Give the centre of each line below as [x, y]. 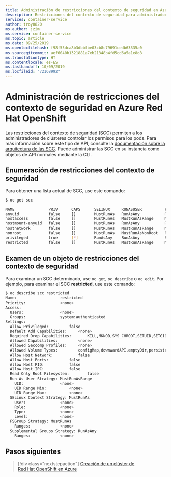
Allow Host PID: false [45, 365]
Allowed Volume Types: [34, 350]
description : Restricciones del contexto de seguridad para [70, 15]
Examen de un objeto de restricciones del [72, 258]
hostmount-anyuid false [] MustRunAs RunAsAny [73, 223]
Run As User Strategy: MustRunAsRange [51, 379]
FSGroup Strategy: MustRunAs [41, 421]
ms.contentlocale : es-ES [32, 62]
